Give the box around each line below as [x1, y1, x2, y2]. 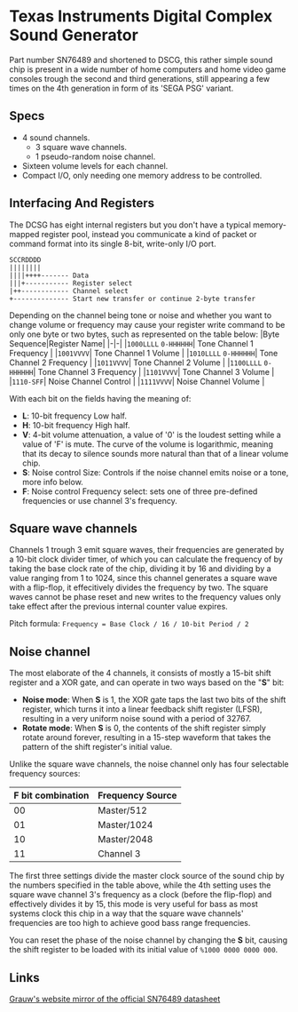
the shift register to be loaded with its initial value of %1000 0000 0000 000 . [9, 944, 278, 955]
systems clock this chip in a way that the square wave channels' [9, 908, 244, 919]
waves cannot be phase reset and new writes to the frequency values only [9, 592, 281, 602]
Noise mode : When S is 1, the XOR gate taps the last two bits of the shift [21, 695, 286, 705]
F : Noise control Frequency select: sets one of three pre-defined [21, 486, 258, 497]
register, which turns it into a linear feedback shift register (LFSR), [21, 704, 263, 714]
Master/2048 [97, 833, 153, 846]
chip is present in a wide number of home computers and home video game [9, 64, 286, 75]
